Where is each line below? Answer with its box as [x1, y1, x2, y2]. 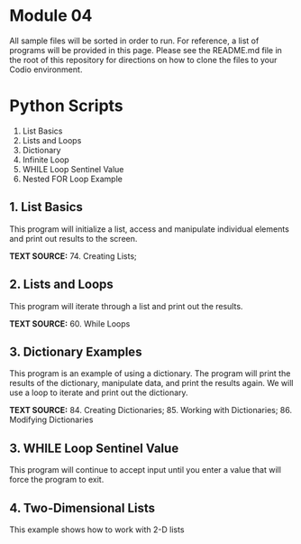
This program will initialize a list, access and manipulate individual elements [9, 223, 290, 235]
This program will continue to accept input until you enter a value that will [9, 465, 282, 475]
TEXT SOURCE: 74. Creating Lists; [9, 250, 137, 262]
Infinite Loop [22, 154, 69, 165]
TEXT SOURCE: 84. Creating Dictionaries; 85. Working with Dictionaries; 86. [9, 405, 293, 416]
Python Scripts [9, 96, 123, 116]
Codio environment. [9, 64, 83, 75]
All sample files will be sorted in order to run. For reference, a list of [9, 35, 260, 46]
